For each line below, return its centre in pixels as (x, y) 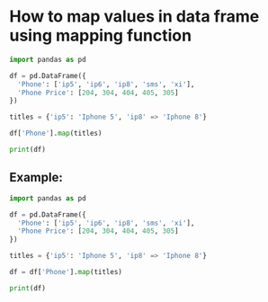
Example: (36, 178)
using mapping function (100, 36)
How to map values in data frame (134, 17)
